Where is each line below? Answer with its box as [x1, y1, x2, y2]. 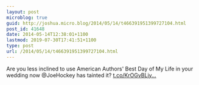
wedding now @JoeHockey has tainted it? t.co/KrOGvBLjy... [6, 71, 156, 79]
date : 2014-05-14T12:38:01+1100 [6, 32, 88, 38]
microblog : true [6, 15, 47, 21]
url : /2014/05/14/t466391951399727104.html [6, 49, 119, 55]
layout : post [6, 8, 40, 15]
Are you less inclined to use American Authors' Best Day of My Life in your [6, 65, 194, 72]
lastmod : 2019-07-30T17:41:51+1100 [6, 37, 97, 43]
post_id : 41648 [6, 25, 45, 32]
